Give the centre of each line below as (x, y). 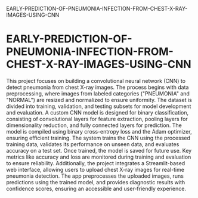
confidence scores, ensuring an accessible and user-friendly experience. (96, 188)
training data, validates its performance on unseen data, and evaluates (93, 144)
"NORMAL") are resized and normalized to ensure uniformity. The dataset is (99, 100)
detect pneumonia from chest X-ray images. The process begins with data (98, 87)
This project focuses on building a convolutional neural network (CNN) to (96, 81)
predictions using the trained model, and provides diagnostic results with (96, 182)
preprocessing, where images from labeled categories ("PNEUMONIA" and (98, 93)
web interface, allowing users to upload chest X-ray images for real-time (95, 169)
